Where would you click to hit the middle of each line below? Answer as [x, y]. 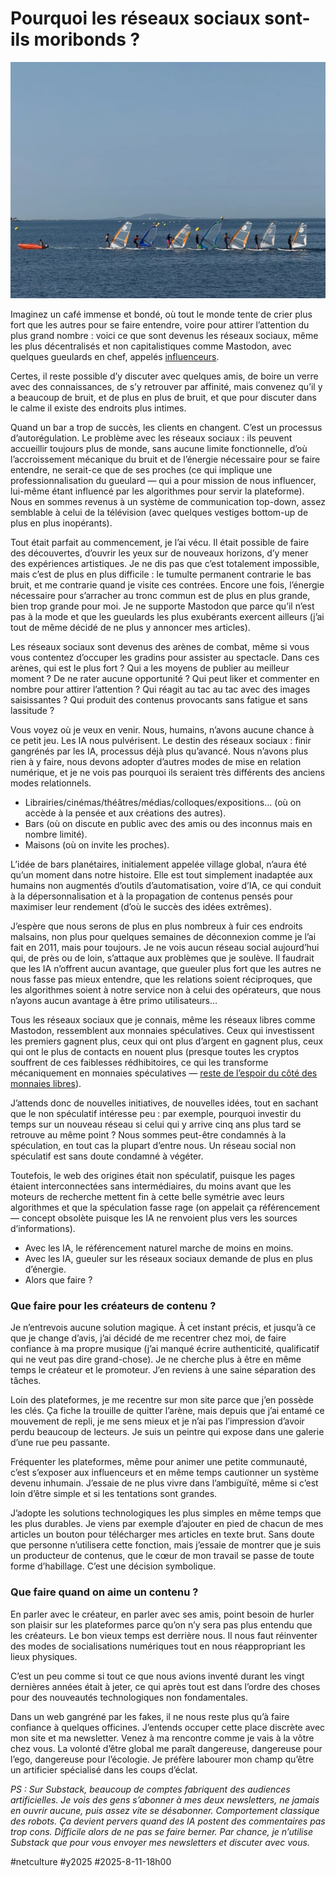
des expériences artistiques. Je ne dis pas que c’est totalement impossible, [165, 563]
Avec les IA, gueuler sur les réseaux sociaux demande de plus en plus [168, 1258]
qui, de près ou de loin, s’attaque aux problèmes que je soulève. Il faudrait [162, 958]
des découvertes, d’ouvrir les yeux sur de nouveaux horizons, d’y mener [159, 553]
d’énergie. [45, 1269]
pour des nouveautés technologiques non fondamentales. [129, 1697]
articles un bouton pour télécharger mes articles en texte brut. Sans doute [162, 1534]
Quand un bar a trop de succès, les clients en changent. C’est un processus [166, 427]
